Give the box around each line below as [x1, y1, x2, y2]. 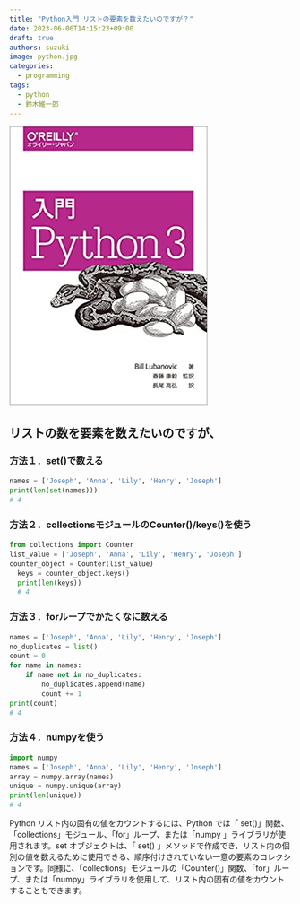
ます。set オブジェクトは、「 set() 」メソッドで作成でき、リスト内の [32, 840, 282, 851]
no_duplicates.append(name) [41, 680, 146, 690]
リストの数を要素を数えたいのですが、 [9, 425, 221, 440]
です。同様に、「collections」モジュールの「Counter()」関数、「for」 [24, 863, 275, 874]
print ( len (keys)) [17, 578, 82, 587]
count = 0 [9, 651, 47, 661]
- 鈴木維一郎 [17, 100, 60, 109]
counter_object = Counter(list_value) [9, 559, 154, 569]
